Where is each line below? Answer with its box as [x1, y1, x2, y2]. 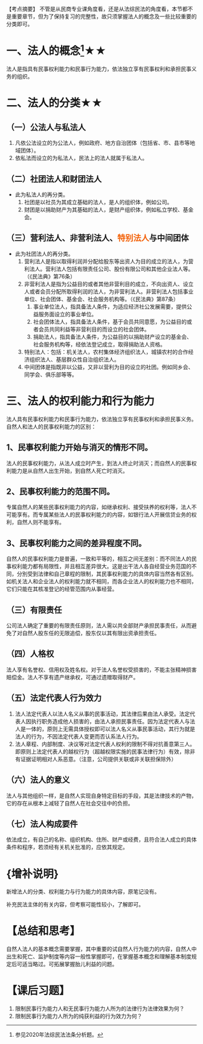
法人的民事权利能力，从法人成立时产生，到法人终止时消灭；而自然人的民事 [6, 460, 192, 467]
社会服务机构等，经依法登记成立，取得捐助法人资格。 [33, 341, 166, 348]
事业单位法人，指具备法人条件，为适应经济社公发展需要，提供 [33, 303, 187, 310]
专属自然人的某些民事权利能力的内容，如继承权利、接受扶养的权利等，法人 [6, 504, 192, 511]
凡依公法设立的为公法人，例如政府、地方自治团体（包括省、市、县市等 [14, 139, 190, 147]
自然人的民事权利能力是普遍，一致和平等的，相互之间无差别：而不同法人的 [6, 555, 192, 563]
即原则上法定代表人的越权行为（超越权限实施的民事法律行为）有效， [14, 748, 185, 755]
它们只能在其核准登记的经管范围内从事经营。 [6, 585, 118, 593]
